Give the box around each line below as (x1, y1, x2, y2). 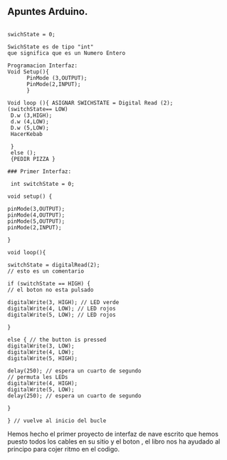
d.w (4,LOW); (10, 117, 50, 125)
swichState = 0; (7, 31, 56, 38)
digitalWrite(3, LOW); (7, 342, 75, 350)
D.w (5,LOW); (10, 124, 50, 131)
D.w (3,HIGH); (10, 112, 53, 119)
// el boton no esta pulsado (7, 286, 94, 293)
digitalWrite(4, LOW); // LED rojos (7, 305, 116, 312)
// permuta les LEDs (7, 373, 69, 380)
